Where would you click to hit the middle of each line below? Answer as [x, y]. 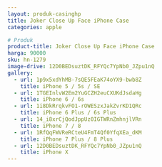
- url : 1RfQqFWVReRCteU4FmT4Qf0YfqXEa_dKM [78, 132]
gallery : [20, 73]
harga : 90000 [27, 53]
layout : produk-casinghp [44, 14]
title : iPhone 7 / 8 [51, 126]
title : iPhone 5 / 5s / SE [60, 86]
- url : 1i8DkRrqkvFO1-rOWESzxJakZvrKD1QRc [78, 106]
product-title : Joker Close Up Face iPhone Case [81, 47]
